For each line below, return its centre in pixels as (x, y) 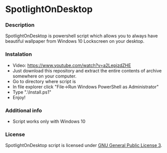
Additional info (24, 110)
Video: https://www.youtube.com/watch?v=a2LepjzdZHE (72, 65)
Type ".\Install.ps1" (32, 92)
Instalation (19, 54)
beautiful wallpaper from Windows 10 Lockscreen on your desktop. (75, 41)
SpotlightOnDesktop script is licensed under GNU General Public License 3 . (84, 145)
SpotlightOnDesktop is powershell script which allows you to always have (81, 36)
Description (20, 25)
